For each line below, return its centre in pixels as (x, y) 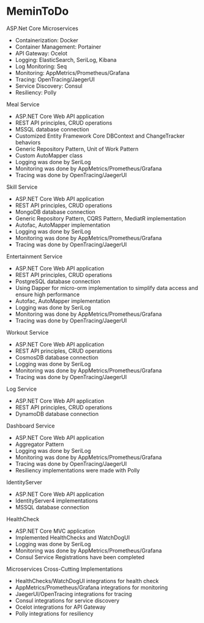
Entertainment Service (35, 256)
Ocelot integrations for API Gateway (60, 607)
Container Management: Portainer (58, 47)
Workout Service (28, 332)
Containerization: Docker (47, 40)
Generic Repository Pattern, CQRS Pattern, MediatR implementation (100, 218)
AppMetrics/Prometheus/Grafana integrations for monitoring (92, 587)
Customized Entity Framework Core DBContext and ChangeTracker (100, 136)
